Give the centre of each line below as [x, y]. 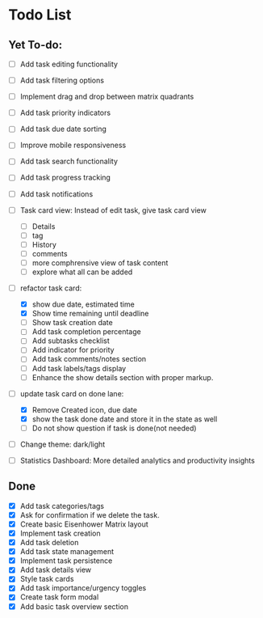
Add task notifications [56, 194]
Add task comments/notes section [89, 359]
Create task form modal [59, 597]
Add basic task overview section [74, 606]
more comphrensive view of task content [100, 262]
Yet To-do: [35, 45]
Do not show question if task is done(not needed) [114, 428]
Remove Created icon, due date [85, 409]
